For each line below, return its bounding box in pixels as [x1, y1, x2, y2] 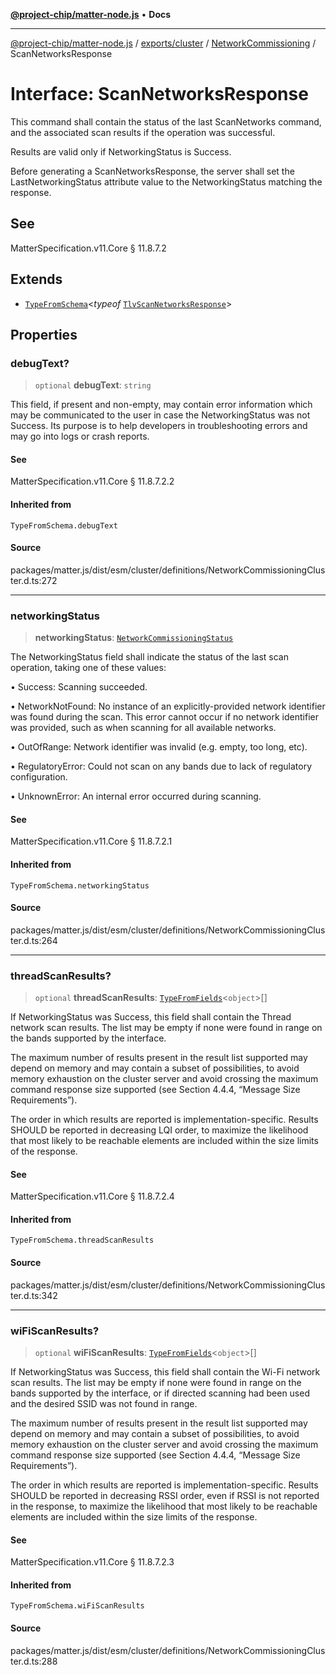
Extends [10, 271, 63, 288]
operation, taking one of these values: [10, 662, 167, 674]
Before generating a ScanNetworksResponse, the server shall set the [10, 165, 295, 177]
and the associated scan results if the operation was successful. [10, 126, 276, 138]
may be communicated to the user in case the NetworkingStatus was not [10, 409, 311, 421]
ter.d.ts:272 [10, 574, 58, 586]
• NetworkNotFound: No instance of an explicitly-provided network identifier [10, 700, 326, 713]
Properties [10, 326, 78, 343]
